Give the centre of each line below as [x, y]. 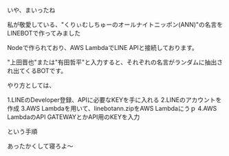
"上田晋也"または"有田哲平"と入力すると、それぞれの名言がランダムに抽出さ [115, 62]
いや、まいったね [31, 10]
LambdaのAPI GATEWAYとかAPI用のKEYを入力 [74, 117]
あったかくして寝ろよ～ [40, 146]
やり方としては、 [31, 85]
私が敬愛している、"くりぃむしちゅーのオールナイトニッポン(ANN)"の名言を [115, 25]
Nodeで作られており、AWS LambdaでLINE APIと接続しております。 [102, 48]
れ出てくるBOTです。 [37, 71]
